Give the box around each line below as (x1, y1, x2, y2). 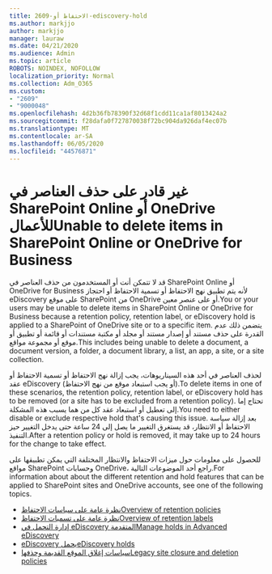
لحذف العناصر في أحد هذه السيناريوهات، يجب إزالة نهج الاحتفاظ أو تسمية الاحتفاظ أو (9, 370, 262, 380)
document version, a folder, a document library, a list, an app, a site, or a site (9, 346, 265, 356)
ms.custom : (9, 87, 46, 95)
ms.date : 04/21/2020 (9, 42, 79, 50)
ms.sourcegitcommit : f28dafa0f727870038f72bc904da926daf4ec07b (9, 117, 227, 125)
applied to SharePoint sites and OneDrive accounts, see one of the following (9, 480, 264, 490)
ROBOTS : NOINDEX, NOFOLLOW (9, 65, 100, 73)
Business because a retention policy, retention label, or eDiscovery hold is (9, 312, 256, 322)
